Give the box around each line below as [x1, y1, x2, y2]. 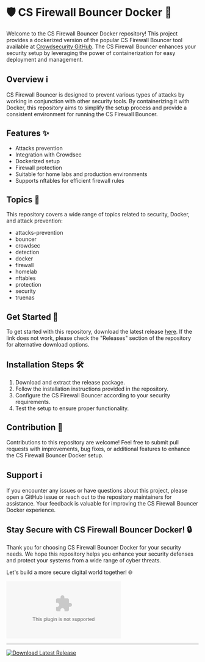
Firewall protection [15, 164, 62, 171]
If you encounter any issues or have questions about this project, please [6, 487, 188, 494]
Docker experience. [6, 506, 56, 513]
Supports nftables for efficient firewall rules [15, 177, 124, 184]
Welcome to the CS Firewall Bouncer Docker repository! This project [6, 29, 178, 37]
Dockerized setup [15, 157, 60, 164]
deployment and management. [6, 56, 84, 63]
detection [15, 249, 40, 256]
